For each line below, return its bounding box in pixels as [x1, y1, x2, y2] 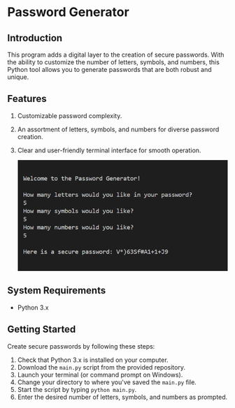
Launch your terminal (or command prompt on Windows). [17, 370, 183, 379]
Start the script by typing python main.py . [17, 385, 137, 393]
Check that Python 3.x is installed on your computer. [17, 356, 169, 364]
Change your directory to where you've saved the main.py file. [17, 378, 197, 386]
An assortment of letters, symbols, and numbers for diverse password [17, 125, 220, 133]
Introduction [7, 32, 63, 44]
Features [7, 93, 47, 105]
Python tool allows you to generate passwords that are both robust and [7, 66, 212, 73]
